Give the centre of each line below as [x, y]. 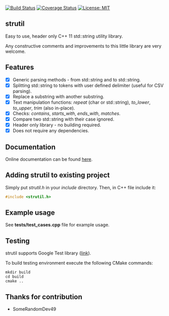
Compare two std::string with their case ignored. [63, 119]
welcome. [16, 51]
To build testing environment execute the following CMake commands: [79, 263]
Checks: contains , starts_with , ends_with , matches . [66, 113]
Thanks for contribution [44, 297]
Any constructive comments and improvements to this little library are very [83, 46]
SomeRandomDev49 [34, 309]
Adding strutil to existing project [58, 175]
